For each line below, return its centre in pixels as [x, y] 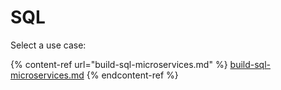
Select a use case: [48, 45]
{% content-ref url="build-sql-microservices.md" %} [119, 64]
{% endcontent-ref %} [132, 75]
